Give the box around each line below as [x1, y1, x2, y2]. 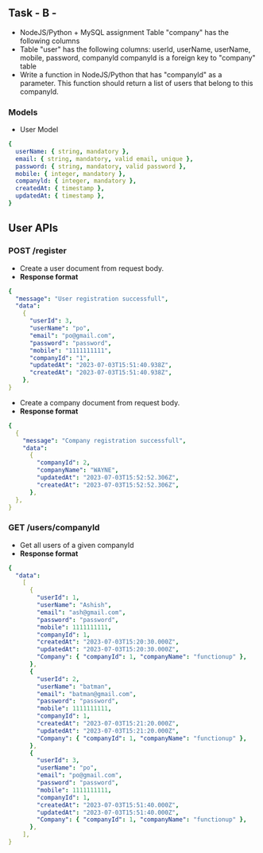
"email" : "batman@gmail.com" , [37, 690, 137, 698]
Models [8, 107, 38, 118]
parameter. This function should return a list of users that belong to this [19, 78, 253, 88]
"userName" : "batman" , [37, 683, 112, 691]
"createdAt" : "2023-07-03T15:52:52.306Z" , [37, 481, 180, 489]
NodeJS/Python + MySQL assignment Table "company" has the [19, 27, 229, 37]
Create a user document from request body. [19, 263, 164, 273]
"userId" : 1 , [37, 593, 80, 602]
